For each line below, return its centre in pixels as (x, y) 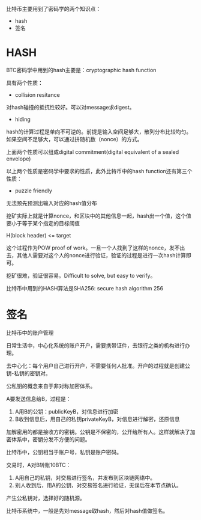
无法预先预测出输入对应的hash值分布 (52, 203)
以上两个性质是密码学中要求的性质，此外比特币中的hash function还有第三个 (100, 171)
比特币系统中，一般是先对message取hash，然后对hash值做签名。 (87, 510)
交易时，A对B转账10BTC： (39, 465)
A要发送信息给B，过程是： (39, 399)
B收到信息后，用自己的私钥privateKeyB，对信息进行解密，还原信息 (97, 419)
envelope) (19, 159)
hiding (23, 119)
